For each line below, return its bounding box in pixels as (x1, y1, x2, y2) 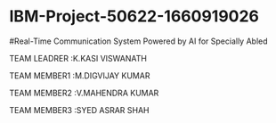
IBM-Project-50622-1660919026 (9, 6, 260, 27)
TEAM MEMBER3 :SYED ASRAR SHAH (9, 104, 150, 115)
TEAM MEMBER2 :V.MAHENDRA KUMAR (9, 87, 159, 98)
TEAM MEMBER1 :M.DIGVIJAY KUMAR (9, 70, 150, 81)
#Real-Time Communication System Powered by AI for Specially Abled (9, 36, 269, 46)
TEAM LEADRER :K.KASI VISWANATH (9, 53, 147, 63)
